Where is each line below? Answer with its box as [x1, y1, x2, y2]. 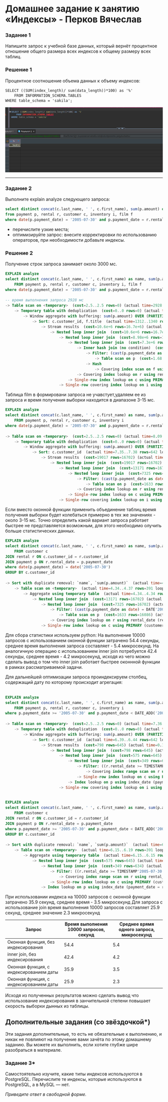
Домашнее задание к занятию [5, 3, 140, 15]
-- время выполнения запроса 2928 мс [5, 297, 84, 303]
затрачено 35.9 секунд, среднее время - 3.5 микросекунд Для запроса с [5, 899, 163, 905]
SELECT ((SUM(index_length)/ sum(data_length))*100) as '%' [5, 88, 133, 93]
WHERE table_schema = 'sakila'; [5, 98, 72, 103]
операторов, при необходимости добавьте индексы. [12, 237, 125, 243]
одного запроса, [118, 926, 155, 932]
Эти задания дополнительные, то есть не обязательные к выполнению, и [5, 1031, 162, 1037]
